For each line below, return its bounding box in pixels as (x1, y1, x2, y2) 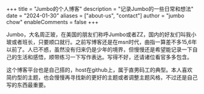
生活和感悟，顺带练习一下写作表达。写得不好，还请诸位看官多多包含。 (16, 54, 192, 60)
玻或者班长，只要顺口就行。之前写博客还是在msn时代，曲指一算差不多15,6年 (6, 39, 197, 45)
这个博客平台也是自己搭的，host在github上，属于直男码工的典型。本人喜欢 (6, 66, 193, 74)
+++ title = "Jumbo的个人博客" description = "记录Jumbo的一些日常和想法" (6, 5, 194, 12)
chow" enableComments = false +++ (6, 19, 99, 25)
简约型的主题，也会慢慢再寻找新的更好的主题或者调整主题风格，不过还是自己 (6, 74, 198, 81)
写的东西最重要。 (6, 81, 49, 89)
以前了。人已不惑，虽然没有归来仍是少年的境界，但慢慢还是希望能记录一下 (6, 46, 192, 53)
